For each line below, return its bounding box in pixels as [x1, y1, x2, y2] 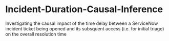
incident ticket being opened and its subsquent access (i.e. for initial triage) [5, 25, 164, 31]
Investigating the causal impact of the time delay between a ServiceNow [5, 20, 158, 26]
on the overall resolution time [5, 31, 67, 37]
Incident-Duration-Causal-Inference [5, 4, 163, 15]
